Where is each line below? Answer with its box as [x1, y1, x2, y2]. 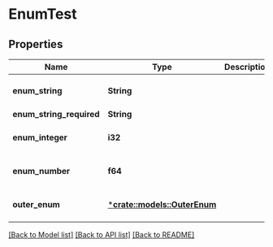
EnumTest [8, 5, 77, 24]
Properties [8, 37, 63, 51]
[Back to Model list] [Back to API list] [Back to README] [8, 230, 195, 240]
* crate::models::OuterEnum [107, 199, 217, 210]
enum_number [12, 166, 71, 176]
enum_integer [12, 132, 67, 143]
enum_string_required [12, 109, 100, 119]
